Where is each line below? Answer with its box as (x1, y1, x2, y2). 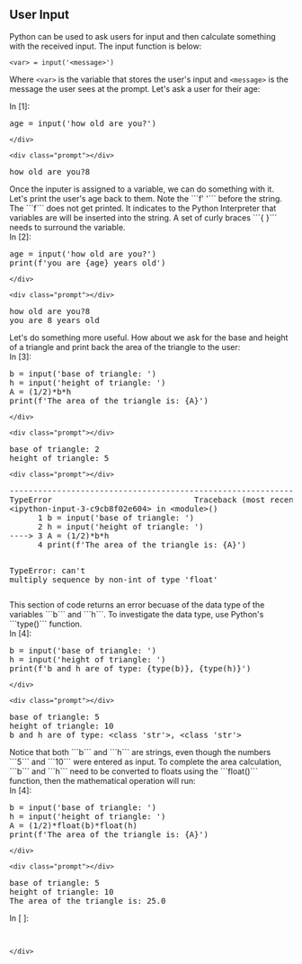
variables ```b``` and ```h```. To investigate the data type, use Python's (9, 608, 264, 619)
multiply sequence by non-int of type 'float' (9, 574, 218, 584)
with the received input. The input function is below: (9, 41, 202, 51)
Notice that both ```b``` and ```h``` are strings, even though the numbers (9, 746, 271, 757)
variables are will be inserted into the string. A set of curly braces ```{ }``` (9, 212, 278, 223)
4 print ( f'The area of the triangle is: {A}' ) (37, 539, 247, 550)
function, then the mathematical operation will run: (9, 775, 196, 786)
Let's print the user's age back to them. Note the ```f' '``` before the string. (9, 193, 283, 203)
